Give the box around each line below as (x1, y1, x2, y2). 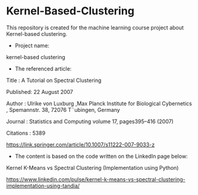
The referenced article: (14, 65, 72, 72)
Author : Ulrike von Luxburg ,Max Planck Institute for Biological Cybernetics (6, 100, 193, 107)
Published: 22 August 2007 (6, 88, 74, 95)
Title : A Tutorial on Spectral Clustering (6, 77, 102, 84)
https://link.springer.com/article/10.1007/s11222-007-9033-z (6, 141, 155, 148)
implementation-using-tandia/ (6, 182, 80, 189)
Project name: (14, 42, 50, 49)
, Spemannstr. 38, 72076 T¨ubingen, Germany (6, 106, 120, 113)
